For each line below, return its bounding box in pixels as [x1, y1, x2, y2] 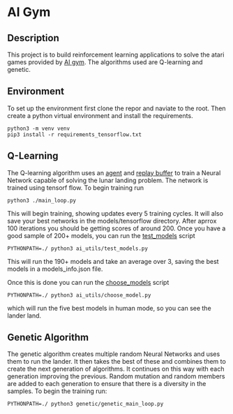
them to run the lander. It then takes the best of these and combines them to [7, 357, 227, 366]
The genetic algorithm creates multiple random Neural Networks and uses [7, 350, 220, 358]
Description [7, 32, 59, 44]
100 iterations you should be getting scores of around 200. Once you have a [7, 224, 226, 232]
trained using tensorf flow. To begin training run [7, 183, 144, 192]
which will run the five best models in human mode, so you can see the [7, 304, 211, 312]
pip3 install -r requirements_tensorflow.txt [7, 131, 142, 138]
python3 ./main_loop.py [7, 197, 77, 204]
